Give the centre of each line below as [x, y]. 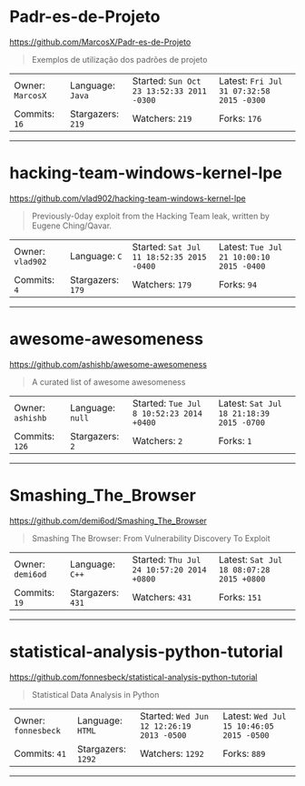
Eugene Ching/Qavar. [71, 226]
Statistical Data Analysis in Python [95, 694]
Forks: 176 [241, 118]
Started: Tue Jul [167, 403]
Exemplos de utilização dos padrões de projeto [119, 59]
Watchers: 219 [162, 118]
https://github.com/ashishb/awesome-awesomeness [108, 364]
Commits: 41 [40, 753]
